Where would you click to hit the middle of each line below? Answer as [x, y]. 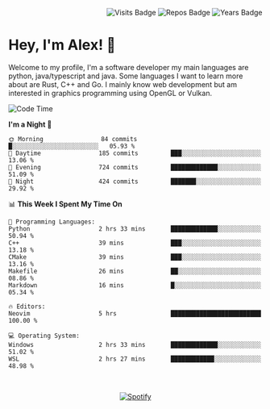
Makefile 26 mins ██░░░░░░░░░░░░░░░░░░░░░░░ [135, 271]
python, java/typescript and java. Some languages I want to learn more [126, 76]
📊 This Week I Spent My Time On [65, 204]
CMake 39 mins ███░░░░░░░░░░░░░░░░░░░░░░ [135, 257]
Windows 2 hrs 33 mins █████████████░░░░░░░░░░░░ [135, 344]
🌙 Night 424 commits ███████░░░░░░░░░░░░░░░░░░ [135, 182]
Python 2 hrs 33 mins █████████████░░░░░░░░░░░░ [135, 229]
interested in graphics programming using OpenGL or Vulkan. [110, 93]
